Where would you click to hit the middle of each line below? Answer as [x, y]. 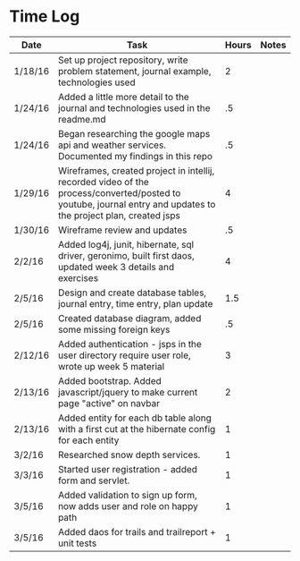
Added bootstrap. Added [110, 380]
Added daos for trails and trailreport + [137, 531]
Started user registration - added [128, 469]
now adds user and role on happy [128, 506]
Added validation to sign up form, [128, 495]
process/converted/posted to [119, 192]
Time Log [45, 17]
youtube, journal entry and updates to [137, 204]
